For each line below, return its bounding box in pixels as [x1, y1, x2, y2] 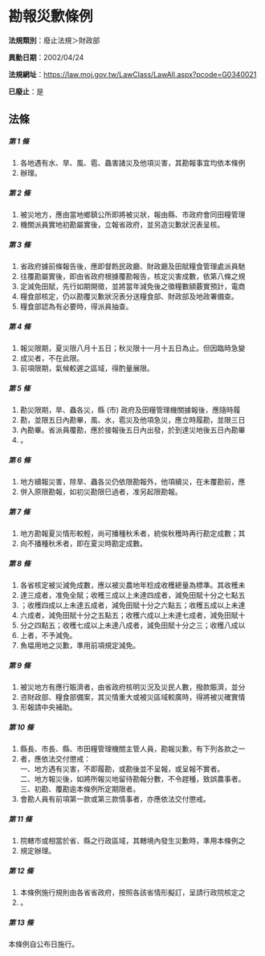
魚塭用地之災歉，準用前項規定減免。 [19, 640, 141, 651]
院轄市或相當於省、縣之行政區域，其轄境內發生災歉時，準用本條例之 [19, 835, 246, 845]
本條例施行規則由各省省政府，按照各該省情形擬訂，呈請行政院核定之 [19, 887, 246, 897]
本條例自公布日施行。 [8, 939, 79, 949]
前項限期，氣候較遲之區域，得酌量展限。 [19, 363, 154, 374]
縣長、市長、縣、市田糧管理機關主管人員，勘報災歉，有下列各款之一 [19, 744, 246, 754]
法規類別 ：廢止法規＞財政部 [8, 35, 100, 45]
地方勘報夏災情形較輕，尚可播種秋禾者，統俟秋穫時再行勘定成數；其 [19, 529, 246, 538]
